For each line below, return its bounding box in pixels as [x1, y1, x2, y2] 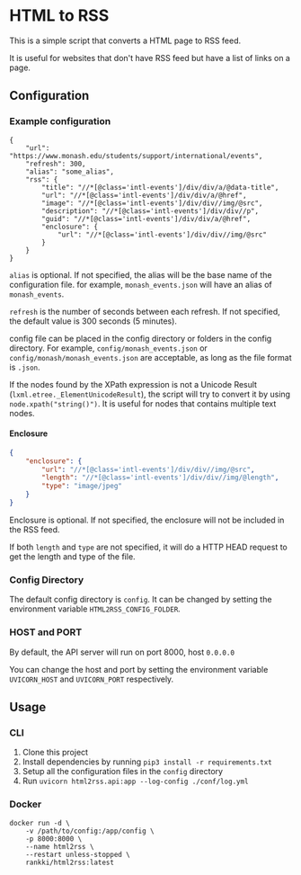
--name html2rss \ [25, 842, 94, 851]
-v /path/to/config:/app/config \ [25, 826, 155, 835]
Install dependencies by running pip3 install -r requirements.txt [22, 756, 272, 767]
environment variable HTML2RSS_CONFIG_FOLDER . [9, 603, 181, 614]
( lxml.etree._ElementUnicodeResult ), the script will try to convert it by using [9, 388, 290, 399]
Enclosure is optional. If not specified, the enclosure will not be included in [9, 514, 285, 525]
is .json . [9, 362, 40, 372]
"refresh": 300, [25, 159, 87, 168]
